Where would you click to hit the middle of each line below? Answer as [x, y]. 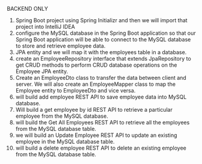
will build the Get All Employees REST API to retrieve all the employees [103, 122]
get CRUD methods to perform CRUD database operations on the [96, 65]
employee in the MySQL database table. [65, 141]
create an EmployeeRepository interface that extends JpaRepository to [103, 59]
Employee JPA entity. [42, 71]
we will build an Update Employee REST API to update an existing [96, 135]
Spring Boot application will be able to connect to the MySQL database [103, 39]
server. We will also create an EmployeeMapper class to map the [96, 84]
